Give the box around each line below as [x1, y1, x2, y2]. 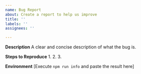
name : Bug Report [5, 7, 41, 12]
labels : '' [5, 21, 28, 26]
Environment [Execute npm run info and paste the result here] [5, 63, 134, 69]
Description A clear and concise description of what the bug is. [5, 44, 136, 50]
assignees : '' [5, 26, 35, 31]
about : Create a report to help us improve [5, 12, 97, 17]
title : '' [5, 16, 26, 21]
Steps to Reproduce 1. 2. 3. [5, 53, 62, 60]
